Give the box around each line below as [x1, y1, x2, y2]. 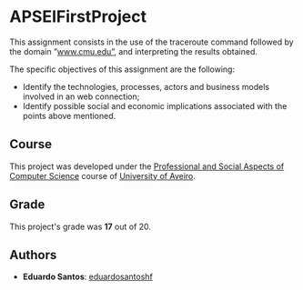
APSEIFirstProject [9, 6, 147, 27]
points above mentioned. [22, 110, 116, 121]
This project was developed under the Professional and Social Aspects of [9, 161, 285, 172]
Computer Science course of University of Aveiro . [9, 170, 196, 181]
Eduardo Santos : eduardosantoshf [22, 271, 153, 283]
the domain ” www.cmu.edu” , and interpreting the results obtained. [9, 45, 258, 56]
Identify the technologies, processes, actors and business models [22, 81, 270, 92]
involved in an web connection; [22, 91, 140, 102]
